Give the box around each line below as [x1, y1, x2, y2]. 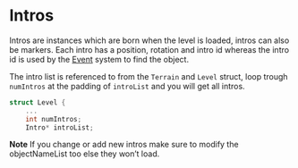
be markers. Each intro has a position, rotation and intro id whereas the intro [9, 44, 289, 55]
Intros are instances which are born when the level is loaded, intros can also [9, 35, 290, 46]
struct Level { [9, 97, 66, 107]
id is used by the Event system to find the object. [9, 54, 190, 64]
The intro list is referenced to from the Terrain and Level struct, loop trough [9, 71, 288, 81]
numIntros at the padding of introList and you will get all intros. [9, 80, 245, 91]
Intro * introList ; [25, 122, 94, 132]
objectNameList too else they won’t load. [9, 148, 160, 159]
